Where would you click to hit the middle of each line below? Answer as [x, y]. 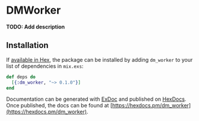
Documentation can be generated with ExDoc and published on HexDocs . [96, 99]
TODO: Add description [36, 27]
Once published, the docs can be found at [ [59, 106]
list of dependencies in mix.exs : [45, 66]
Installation [27, 45]
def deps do [21, 77]
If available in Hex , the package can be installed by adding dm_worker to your [99, 59]
